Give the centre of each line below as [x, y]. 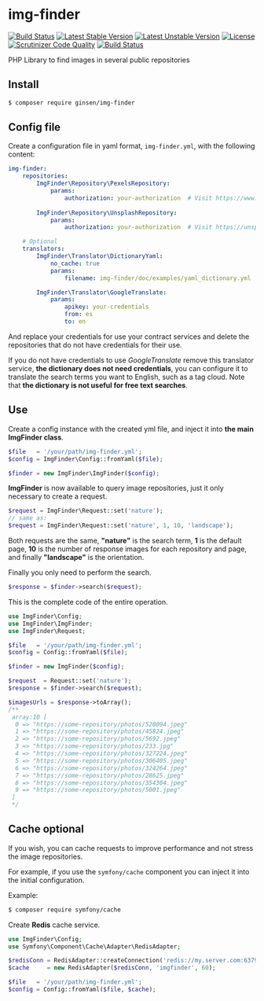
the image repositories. [46, 856]
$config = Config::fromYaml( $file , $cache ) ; [82, 990]
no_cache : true [75, 263]
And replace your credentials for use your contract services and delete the [129, 337]
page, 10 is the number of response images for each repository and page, [128, 549]
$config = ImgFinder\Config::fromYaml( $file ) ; [86, 459]
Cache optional [46, 829]
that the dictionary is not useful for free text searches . [98, 385]
